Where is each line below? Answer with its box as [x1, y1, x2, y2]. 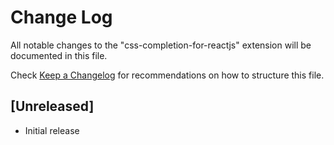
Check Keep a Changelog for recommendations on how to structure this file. [10, 69, 325, 81]
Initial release [24, 124, 80, 136]
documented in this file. [10, 49, 108, 61]
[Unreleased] [10, 98, 95, 115]
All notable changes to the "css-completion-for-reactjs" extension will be [10, 39, 312, 51]
